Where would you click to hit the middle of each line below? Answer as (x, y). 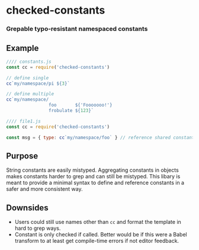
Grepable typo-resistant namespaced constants (77, 29)
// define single (28, 78)
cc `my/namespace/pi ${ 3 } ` (38, 84)
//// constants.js (29, 62)
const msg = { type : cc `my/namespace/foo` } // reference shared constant (100, 137)
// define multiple (30, 94)
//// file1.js (24, 121)
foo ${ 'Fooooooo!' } (80, 105)
